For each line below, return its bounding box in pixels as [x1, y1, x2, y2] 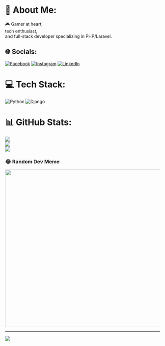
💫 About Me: [5, 4, 57, 16]
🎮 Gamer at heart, [5, 21, 43, 27]
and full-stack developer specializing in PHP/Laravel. [5, 33, 112, 39]
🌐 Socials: [5, 48, 37, 56]
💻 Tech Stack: [5, 79, 66, 90]
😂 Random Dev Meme [5, 158, 60, 165]
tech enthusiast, [5, 28, 38, 34]
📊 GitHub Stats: [5, 117, 72, 127]
